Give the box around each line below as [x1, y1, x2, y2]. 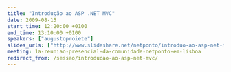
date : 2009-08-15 [7, 16, 57, 23]
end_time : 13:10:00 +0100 [7, 29, 81, 36]
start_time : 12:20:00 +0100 [7, 23, 88, 29]
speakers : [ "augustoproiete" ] [7, 36, 94, 43]
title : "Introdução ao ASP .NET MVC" [7, 10, 115, 17]
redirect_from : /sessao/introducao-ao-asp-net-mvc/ [7, 55, 158, 62]
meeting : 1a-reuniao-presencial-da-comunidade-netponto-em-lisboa [7, 49, 201, 56]
